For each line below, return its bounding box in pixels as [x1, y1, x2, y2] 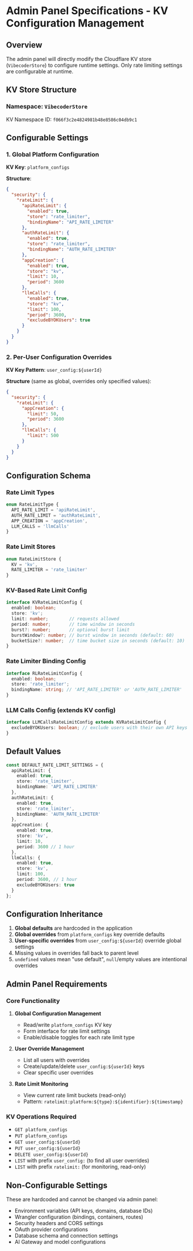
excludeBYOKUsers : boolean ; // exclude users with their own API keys [11, 725, 188, 731]
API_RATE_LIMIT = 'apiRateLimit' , [11, 507, 96, 513]
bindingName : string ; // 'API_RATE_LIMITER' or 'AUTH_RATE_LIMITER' [11, 687, 182, 693]
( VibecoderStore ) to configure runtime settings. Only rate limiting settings [6, 62, 183, 69]
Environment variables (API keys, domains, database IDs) [14, 1207, 153, 1215]
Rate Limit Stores [6, 543, 56, 551]
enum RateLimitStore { [6, 556, 62, 562]
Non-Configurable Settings [6, 1180, 107, 1190]
